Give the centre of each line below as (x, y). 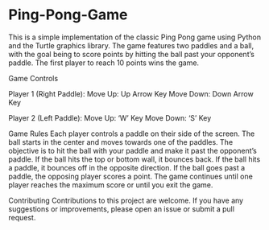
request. (22, 217)
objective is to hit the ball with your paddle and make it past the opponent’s (133, 150)
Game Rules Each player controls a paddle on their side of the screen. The (132, 133)
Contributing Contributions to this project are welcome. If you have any (126, 200)
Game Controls (33, 78)
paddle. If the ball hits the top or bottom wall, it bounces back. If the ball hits (134, 159)
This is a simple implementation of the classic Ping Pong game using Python (135, 37)
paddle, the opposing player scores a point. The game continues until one (131, 176)
